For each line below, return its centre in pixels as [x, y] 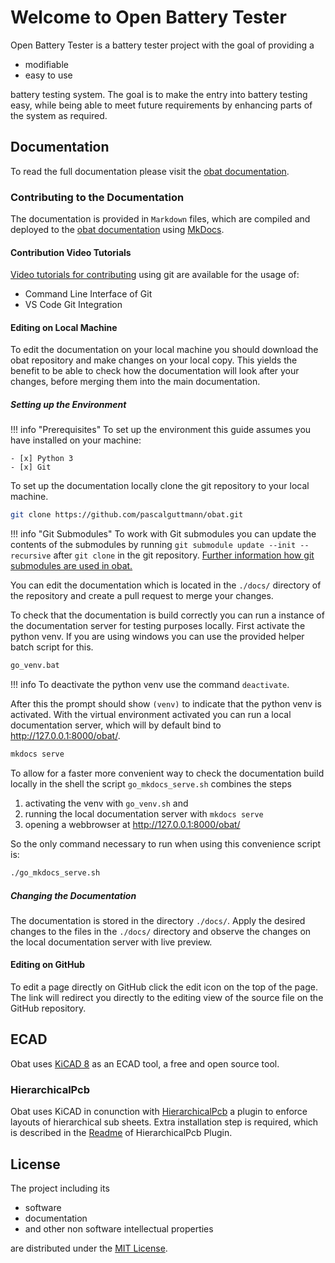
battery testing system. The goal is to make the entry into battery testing [159, 94]
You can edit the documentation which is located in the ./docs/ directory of [166, 585]
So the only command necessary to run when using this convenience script [166, 844]
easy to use [48, 75]
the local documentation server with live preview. [111, 942]
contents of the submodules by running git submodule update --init [153, 545]
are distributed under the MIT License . [89, 1248]
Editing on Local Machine [64, 327]
